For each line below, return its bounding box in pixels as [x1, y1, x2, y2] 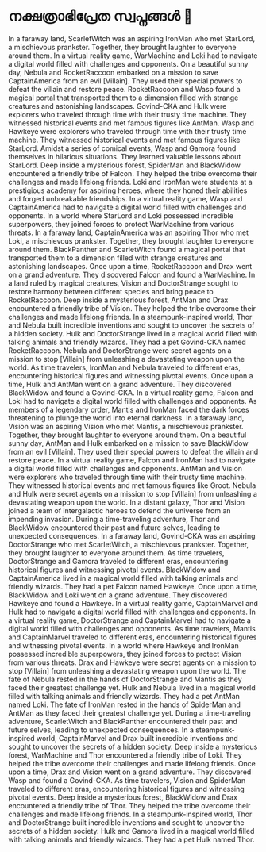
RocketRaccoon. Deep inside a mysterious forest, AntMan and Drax [8, 295, 229, 305]
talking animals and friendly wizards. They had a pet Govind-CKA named [8, 337, 246, 347]
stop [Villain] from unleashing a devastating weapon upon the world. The [8, 666, 247, 675]
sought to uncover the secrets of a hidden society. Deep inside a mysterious [8, 742, 258, 751]
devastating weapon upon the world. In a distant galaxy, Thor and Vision [8, 497, 245, 507]
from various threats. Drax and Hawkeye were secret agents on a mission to [8, 658, 256, 667]
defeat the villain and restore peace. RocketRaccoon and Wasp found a [8, 84, 241, 94]
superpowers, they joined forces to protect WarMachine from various [8, 219, 235, 228]
